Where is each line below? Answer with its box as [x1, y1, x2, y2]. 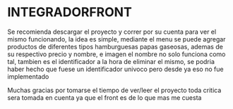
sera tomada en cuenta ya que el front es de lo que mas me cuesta [7, 93, 202, 102]
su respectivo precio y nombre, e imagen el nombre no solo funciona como [7, 50, 226, 58]
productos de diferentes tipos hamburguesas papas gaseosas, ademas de [7, 42, 224, 51]
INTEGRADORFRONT [7, 4, 132, 20]
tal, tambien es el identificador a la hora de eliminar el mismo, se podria [7, 57, 215, 65]
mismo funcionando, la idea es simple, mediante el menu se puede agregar [7, 34, 226, 43]
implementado [7, 72, 49, 81]
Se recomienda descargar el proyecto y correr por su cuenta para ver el [7, 27, 217, 36]
